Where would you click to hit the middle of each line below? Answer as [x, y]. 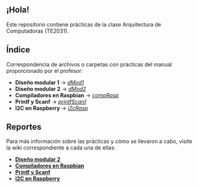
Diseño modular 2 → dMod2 [50, 89]
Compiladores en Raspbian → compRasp [67, 95]
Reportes [24, 127]
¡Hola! [18, 10]
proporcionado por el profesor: [45, 70]
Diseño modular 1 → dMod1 [49, 82]
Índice [18, 50]
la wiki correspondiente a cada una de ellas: [61, 148]
